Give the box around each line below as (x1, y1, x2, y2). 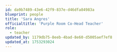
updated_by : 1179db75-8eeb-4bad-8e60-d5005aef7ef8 (5, 35, 113, 40)
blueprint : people (5, 12, 43, 17)
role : (5, 26, 16, 31)
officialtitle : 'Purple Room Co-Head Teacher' (5, 21, 104, 26)
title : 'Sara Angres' (5, 16, 50, 21)
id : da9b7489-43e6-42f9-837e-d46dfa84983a (5, 7, 95, 12)
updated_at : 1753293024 (5, 40, 55, 45)
